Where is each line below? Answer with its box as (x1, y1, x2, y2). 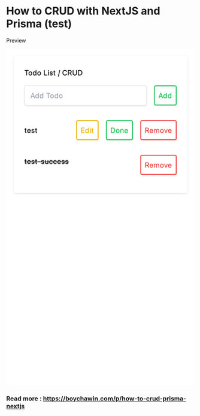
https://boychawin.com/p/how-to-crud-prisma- (43, 394, 187, 403)
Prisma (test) (6, 17, 72, 31)
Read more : (6, 394, 42, 403)
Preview (6, 37, 26, 44)
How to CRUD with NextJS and (6, 4, 160, 18)
